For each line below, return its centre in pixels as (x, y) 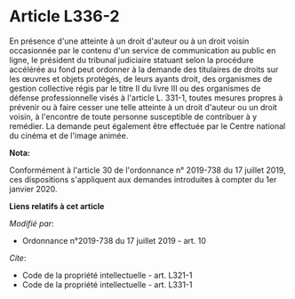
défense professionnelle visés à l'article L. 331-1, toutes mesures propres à (146, 97)
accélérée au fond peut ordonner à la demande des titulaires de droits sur (144, 69)
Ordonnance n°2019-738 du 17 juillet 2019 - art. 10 (114, 240)
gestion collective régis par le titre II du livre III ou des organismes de (135, 88)
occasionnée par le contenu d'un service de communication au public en (143, 50)
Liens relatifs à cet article (57, 206)
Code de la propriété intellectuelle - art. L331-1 (107, 284)
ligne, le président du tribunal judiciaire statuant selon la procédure (132, 60)
